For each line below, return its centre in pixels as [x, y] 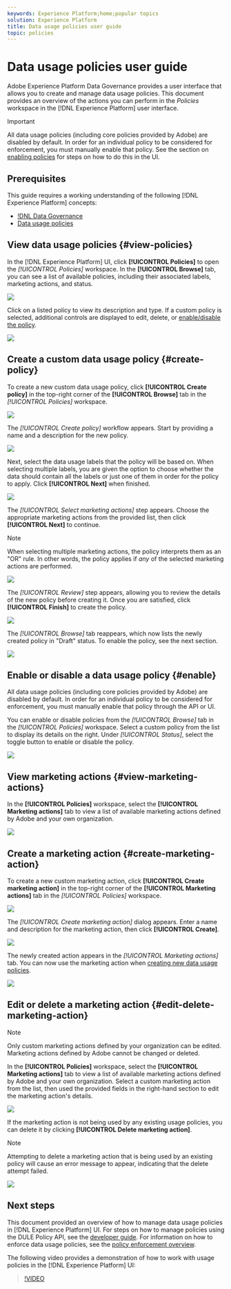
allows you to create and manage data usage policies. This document [106, 93]
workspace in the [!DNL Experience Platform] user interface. [93, 108]
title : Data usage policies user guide [64, 26]
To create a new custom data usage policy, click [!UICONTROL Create [107, 387]
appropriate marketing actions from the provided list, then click [97, 517]
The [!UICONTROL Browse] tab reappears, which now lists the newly [105, 633]
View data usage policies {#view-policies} [100, 245]
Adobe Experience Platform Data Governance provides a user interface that [114, 86]
